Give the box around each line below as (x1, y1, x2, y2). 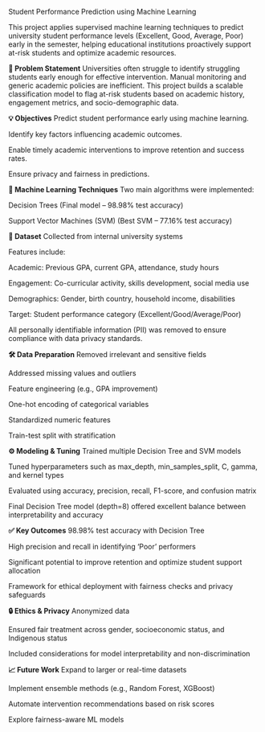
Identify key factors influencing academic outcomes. (8, 130, 182, 139)
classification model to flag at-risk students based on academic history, (8, 89, 245, 99)
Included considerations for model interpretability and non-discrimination (8, 649, 251, 658)
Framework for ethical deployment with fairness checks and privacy (8, 582, 234, 590)
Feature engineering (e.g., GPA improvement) (8, 384, 158, 393)
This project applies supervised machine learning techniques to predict (8, 23, 244, 31)
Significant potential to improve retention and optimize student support (8, 557, 243, 566)
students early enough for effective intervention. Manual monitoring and (8, 72, 247, 81)
